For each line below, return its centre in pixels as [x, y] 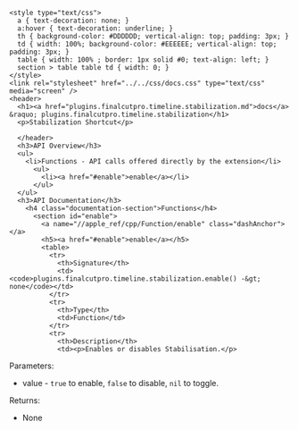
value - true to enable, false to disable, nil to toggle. [120, 383]
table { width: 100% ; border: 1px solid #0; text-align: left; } [143, 60]
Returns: [25, 400]
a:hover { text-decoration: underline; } [95, 29]
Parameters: [32, 366]
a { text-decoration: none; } [73, 21]
